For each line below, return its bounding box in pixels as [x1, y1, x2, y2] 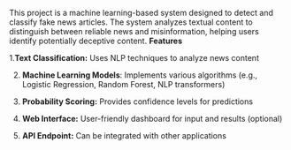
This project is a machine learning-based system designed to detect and [9, 8, 274, 18]
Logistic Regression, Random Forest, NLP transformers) [21, 79, 226, 89]
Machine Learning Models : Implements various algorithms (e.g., [21, 70, 258, 80]
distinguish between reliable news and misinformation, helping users [9, 26, 259, 36]
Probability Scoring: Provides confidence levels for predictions [21, 96, 254, 107]
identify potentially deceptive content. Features [9, 35, 183, 46]
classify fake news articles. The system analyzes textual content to [9, 17, 254, 27]
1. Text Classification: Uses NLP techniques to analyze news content [9, 53, 259, 63]
